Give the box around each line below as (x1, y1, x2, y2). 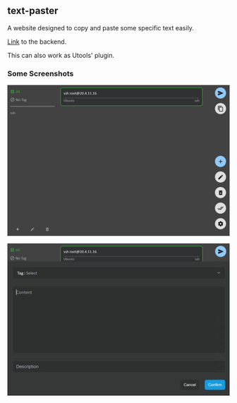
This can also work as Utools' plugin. (7, 51, 115, 59)
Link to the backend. (7, 37, 67, 46)
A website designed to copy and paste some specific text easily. (7, 23, 194, 32)
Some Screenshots (7, 68, 74, 78)
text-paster (7, 5, 59, 17)
